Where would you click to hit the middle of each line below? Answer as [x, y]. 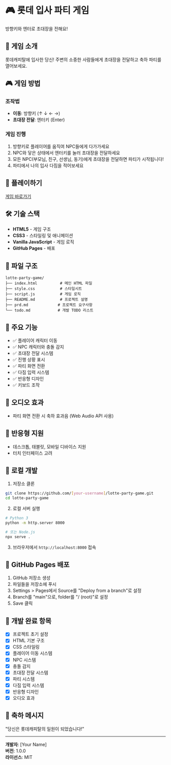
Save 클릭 [23, 603]
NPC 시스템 [24, 660]
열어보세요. [16, 66]
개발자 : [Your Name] [26, 744]
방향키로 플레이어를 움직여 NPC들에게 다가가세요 [61, 146]
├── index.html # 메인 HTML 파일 [49, 284]
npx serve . [18, 537]
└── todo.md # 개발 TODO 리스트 [49, 310]
